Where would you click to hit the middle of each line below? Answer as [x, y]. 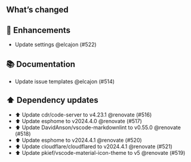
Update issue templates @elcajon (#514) [65, 82]
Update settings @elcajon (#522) [56, 45]
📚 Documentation [41, 64]
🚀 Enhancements [38, 30]
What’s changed [37, 10]
